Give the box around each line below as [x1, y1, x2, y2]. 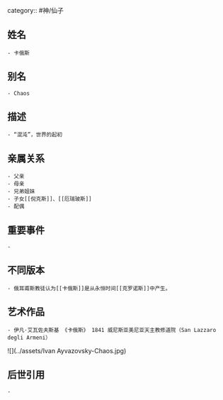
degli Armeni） [7, 334, 51, 341]
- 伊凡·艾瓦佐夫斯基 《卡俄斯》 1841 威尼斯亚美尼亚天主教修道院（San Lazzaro [7, 326, 217, 333]
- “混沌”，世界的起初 [7, 131, 62, 138]
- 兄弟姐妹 [7, 188, 35, 195]
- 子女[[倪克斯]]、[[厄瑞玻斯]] [7, 196, 92, 203]
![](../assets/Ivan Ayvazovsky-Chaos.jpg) [7, 346, 127, 355]
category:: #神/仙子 [7, 6, 64, 14]
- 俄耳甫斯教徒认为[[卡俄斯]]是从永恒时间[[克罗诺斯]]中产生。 [7, 284, 171, 292]
